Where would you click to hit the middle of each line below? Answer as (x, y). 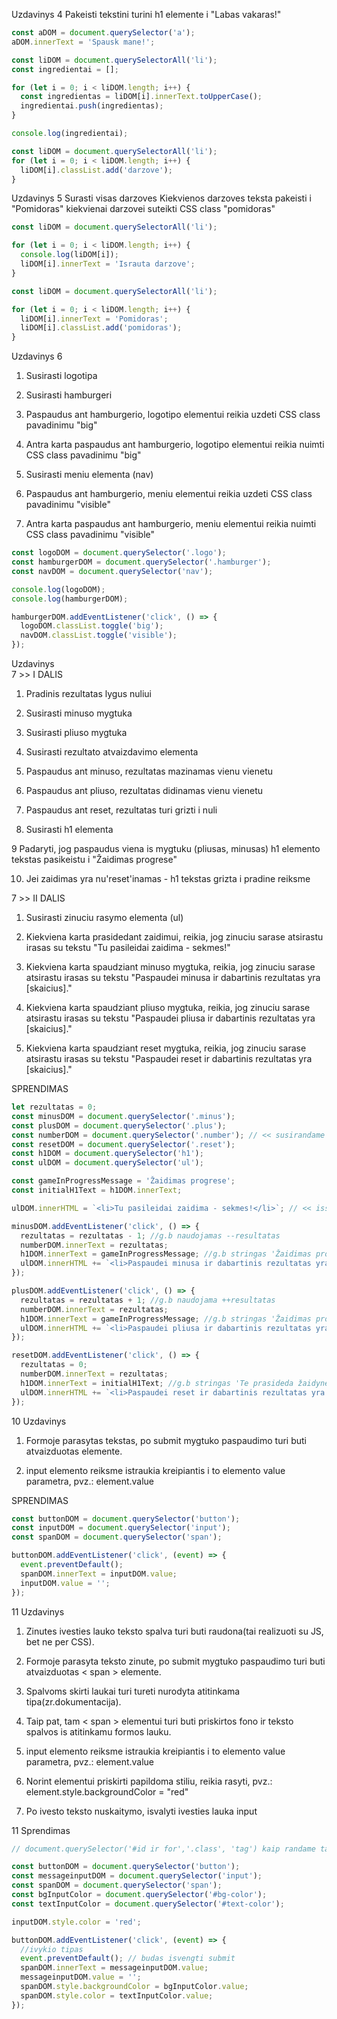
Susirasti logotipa (61, 376)
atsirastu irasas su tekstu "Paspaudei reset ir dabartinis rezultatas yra (169, 1058)
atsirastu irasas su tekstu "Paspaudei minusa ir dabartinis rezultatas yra (173, 977)
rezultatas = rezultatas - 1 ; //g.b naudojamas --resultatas (150, 1235)
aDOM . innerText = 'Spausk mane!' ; (83, 42)
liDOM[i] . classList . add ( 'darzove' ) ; (96, 170)
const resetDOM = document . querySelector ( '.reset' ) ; (123, 1144)
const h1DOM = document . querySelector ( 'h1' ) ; (107, 1154)
